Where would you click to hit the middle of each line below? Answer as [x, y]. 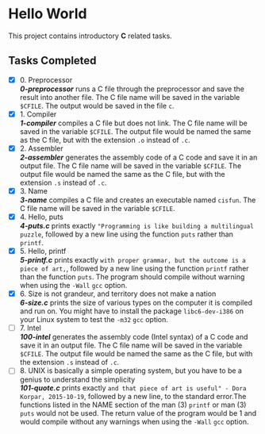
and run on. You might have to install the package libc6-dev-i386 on [132, 311]
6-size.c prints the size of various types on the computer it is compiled [136, 303]
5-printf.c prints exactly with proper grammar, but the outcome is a [132, 260]
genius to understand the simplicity [77, 380]
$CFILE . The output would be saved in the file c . [97, 106]
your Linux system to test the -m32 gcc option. [94, 320]
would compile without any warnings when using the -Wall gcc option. [134, 422]
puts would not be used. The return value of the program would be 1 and [138, 413]
